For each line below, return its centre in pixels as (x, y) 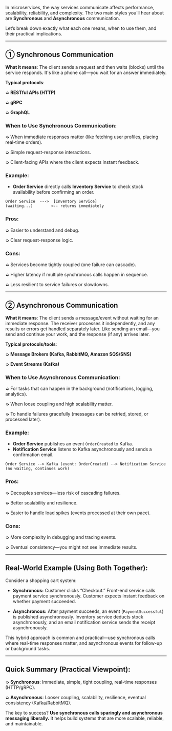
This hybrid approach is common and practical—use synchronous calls (80, 638)
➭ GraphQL (18, 112)
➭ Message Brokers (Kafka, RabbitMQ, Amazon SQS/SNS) (68, 354)
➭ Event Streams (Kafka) (33, 364)
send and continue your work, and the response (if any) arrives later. (78, 334)
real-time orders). (24, 142)
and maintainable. (24, 723)
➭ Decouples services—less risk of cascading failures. (63, 493)
